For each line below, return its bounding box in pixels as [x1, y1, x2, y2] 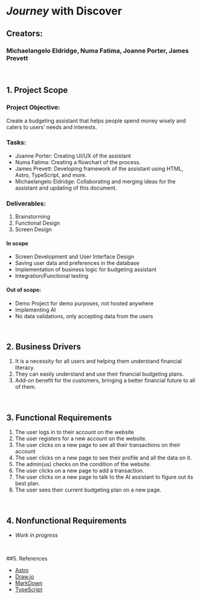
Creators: [6, 28, 43, 39]
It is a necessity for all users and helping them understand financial [14, 357, 182, 365]
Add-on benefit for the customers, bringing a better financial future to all [14, 377, 196, 384]
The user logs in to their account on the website [14, 429, 135, 436]
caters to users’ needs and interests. [6, 123, 97, 130]
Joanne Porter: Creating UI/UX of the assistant [14, 152, 131, 159]
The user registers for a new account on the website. [14, 435, 147, 442]
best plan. [14, 480, 40, 487]
